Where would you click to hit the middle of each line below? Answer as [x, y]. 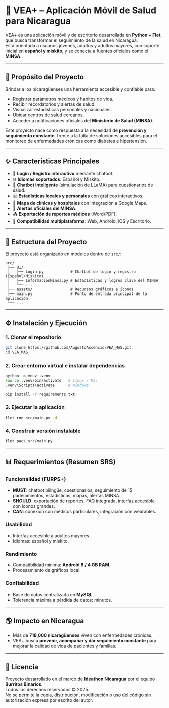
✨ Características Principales [52, 162]
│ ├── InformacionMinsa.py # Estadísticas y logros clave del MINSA [83, 281]
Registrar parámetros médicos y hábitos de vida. [63, 99]
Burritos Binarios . [24, 684]
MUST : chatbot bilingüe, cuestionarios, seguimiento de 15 [72, 490]
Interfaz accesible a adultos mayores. [51, 535]
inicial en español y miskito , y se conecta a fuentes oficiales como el [77, 51]
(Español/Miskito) [24, 276]
